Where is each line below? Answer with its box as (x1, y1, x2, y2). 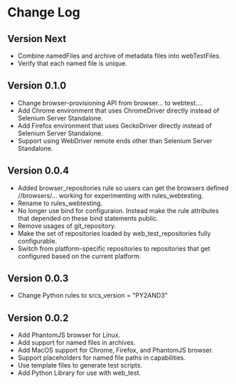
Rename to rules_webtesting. (17, 199, 103, 207)
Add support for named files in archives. (17, 338, 136, 347)
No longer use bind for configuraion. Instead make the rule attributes (17, 206, 219, 214)
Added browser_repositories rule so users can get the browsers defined (17, 183, 229, 192)
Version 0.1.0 (7, 80, 67, 92)
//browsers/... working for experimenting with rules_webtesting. (17, 191, 204, 199)
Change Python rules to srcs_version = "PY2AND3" (17, 291, 168, 300)
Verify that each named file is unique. (17, 59, 128, 68)
